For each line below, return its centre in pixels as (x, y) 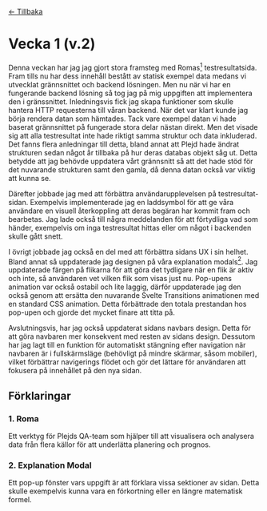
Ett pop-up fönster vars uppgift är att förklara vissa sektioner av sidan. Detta (134, 483)
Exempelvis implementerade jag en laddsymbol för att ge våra (132, 202)
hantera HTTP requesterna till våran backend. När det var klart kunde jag (128, 110)
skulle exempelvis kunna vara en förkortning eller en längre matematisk (126, 491)
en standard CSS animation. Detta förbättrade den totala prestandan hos (128, 304)
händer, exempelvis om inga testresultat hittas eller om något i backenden (130, 227)
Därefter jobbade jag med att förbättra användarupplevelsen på (113, 193)
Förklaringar (40, 396)
